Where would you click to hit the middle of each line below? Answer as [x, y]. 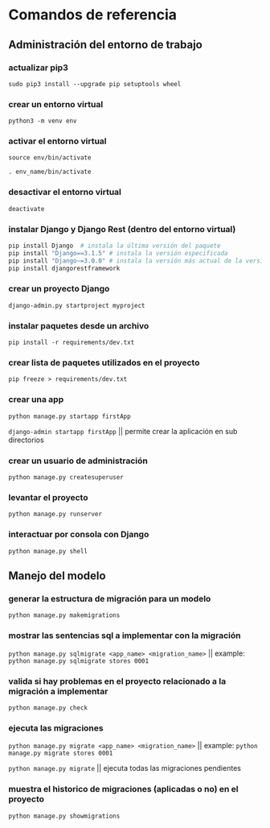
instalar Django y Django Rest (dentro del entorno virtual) [122, 229]
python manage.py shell [48, 551]
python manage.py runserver [55, 514]
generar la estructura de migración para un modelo [110, 598]
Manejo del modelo [57, 576]
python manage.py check [48, 708]
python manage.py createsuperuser [66, 478]
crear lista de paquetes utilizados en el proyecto [104, 362]
